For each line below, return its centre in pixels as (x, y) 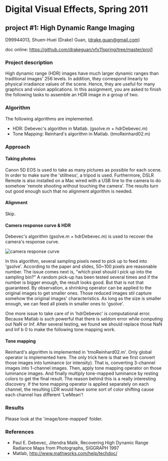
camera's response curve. (32, 242)
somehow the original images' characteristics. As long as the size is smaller (83, 298)
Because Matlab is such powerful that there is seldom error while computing (84, 319)
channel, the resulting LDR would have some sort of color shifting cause (79, 389)
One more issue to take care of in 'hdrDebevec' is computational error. (78, 314)
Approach (18, 146)
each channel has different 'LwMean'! (44, 395)
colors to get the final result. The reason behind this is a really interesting (81, 379)
